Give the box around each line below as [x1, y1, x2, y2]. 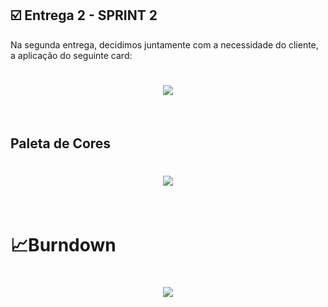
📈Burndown [10, 234, 117, 257]
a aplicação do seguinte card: [10, 49, 133, 61]
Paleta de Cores [10, 135, 112, 152]
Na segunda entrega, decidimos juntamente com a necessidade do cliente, [10, 38, 319, 51]
